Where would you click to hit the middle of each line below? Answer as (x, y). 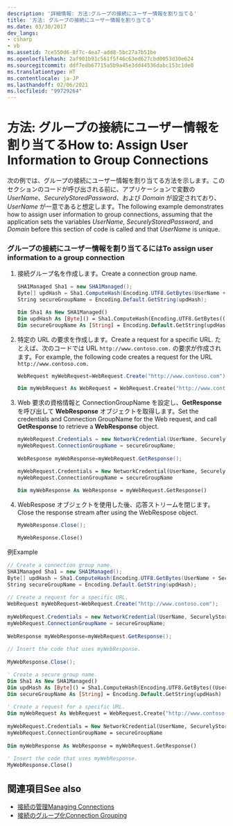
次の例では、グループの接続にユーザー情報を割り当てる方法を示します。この (116, 181)
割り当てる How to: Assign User (98, 145)
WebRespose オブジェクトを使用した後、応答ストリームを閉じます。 (115, 505)
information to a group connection (66, 257)
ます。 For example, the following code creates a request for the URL (115, 357)
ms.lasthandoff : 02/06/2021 (48, 85)
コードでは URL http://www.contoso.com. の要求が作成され (138, 348)
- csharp (20, 40)
